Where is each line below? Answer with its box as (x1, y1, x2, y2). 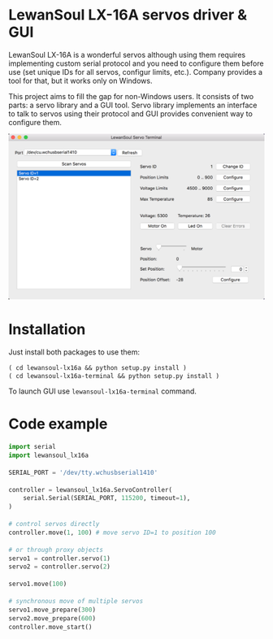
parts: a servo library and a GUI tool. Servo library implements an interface (8, 100, 258, 110)
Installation (8, 320, 86, 339)
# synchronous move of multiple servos (8, 597, 144, 605)
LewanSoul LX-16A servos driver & (8, 6, 248, 24)
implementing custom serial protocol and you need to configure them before (8, 59, 264, 68)
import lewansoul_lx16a (8, 451, 89, 459)
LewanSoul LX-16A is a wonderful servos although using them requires (8, 50, 246, 59)
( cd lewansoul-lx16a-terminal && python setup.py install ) (8, 372, 220, 380)
